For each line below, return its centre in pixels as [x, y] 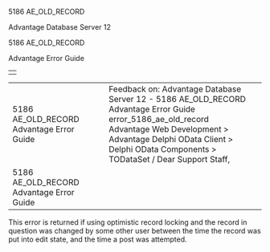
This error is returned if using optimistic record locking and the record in [128, 222]
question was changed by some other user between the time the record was [135, 231]
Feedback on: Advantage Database [175, 89]
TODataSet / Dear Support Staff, [169, 159]
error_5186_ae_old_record [158, 119]
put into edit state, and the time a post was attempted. [98, 239]
